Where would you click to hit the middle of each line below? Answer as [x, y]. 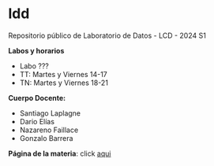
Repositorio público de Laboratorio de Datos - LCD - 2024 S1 [107, 35]
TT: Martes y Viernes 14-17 [64, 74]
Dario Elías [37, 121]
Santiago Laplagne [50, 113]
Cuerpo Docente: [37, 98]
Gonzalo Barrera [46, 138]
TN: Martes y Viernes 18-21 [64, 83]
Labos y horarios [36, 50]
